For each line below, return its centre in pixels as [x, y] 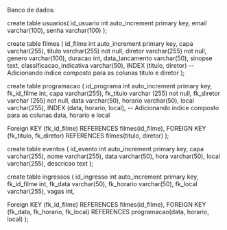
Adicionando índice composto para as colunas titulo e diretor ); [96, 73]
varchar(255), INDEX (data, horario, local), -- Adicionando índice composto [113, 108]
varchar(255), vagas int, [41, 191]
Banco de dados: [31, 10]
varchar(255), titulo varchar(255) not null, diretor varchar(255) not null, [107, 51]
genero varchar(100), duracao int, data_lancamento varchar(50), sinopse [110, 58]
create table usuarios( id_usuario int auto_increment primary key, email [107, 23]
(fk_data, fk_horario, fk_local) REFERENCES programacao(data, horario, [108, 212]
